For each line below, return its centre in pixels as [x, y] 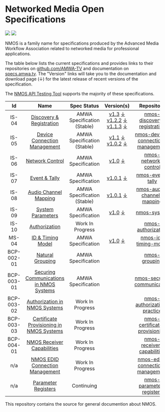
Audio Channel [45, 192]
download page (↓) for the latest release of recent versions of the [72, 79]
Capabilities [45, 348]
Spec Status [84, 106]
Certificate [45, 319]
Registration [45, 123]
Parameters [45, 215]
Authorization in [45, 301]
